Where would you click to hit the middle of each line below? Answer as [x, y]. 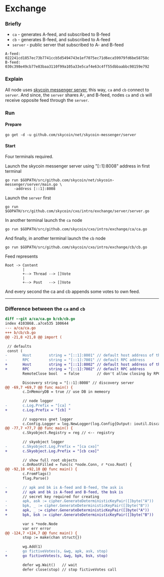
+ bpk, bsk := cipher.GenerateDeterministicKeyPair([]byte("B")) [79, 515]
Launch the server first [28, 198]
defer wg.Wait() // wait [50, 565]
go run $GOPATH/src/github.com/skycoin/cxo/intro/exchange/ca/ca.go [76, 229]
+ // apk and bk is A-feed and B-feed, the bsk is [64, 492]
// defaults [19, 346]
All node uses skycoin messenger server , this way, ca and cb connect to [77, 90]
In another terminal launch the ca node [44, 220]
